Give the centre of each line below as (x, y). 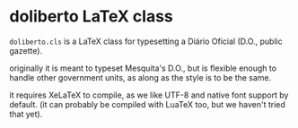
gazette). (26, 50)
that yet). (26, 114)
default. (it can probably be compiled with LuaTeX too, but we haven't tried (147, 104)
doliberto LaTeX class (91, 17)
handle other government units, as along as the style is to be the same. (140, 77)
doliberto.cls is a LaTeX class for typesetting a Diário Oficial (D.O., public (146, 41)
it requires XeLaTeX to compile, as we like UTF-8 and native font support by (149, 95)
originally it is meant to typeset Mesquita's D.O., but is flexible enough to (143, 68)
